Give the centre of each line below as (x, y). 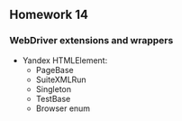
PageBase (55, 70)
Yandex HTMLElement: (65, 60)
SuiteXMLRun (61, 79)
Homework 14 (49, 15)
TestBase (53, 98)
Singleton (54, 88)
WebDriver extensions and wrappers (91, 41)
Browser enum (63, 108)
